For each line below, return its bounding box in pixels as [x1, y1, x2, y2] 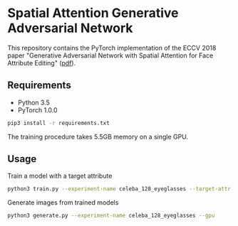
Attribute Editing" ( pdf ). [7, 58, 76, 67]
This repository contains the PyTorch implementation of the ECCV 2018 [7, 43, 217, 52]
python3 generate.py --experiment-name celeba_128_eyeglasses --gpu [7, 212, 215, 220]
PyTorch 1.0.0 [17, 105, 58, 114]
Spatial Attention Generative [7, 5, 179, 21]
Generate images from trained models [7, 198, 119, 207]
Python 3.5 [17, 98, 50, 107]
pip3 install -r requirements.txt [7, 119, 110, 127]
